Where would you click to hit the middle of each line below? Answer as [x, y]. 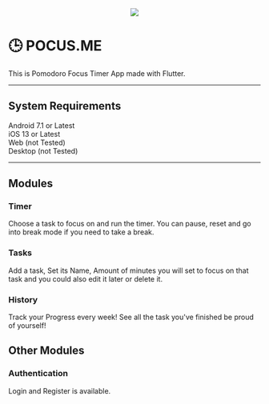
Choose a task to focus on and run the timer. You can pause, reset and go [130, 224]
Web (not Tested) [37, 142]
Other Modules [46, 351]
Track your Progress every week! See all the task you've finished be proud [131, 317]
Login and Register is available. [60, 390]
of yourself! [27, 326]
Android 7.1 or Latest [42, 125]
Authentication [38, 374]
